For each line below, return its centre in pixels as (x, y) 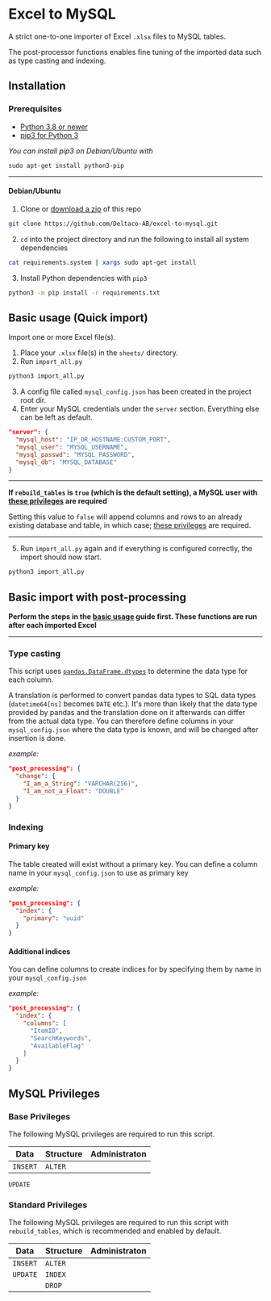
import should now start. (61, 557)
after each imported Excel (52, 625)
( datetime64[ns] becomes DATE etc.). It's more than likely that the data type (133, 704)
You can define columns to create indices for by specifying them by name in (135, 969)
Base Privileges (40, 1116)
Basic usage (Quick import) (78, 318)
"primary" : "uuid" (54, 918)
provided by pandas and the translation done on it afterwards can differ (127, 713)
